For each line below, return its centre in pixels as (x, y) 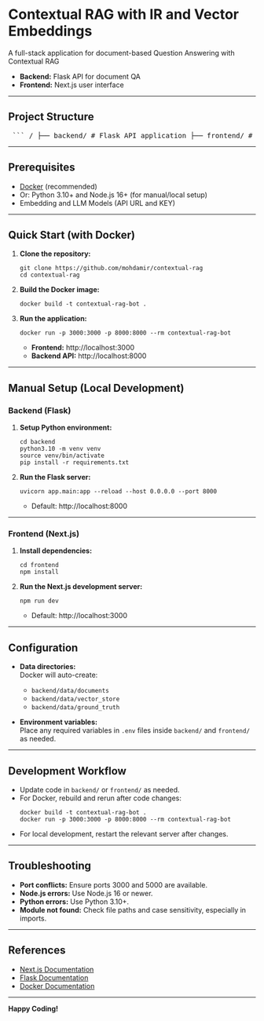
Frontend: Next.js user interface (71, 85)
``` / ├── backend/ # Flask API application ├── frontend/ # (132, 135)
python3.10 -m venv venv (60, 449)
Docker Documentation (57, 986)
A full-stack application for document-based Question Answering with (121, 53)
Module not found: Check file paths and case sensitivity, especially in (132, 909)
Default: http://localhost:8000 (79, 506)
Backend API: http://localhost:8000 (89, 356)
